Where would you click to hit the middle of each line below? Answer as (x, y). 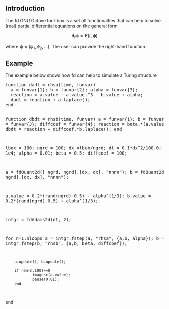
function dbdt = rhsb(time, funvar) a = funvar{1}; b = (75, 119)
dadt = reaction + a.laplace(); (50, 100)
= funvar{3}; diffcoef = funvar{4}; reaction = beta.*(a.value (85, 124)
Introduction (25, 8)
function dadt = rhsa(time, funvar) (50, 85)
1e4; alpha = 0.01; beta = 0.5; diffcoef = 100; (66, 153)
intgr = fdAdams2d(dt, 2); (38, 220)
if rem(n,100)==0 (32, 271)
